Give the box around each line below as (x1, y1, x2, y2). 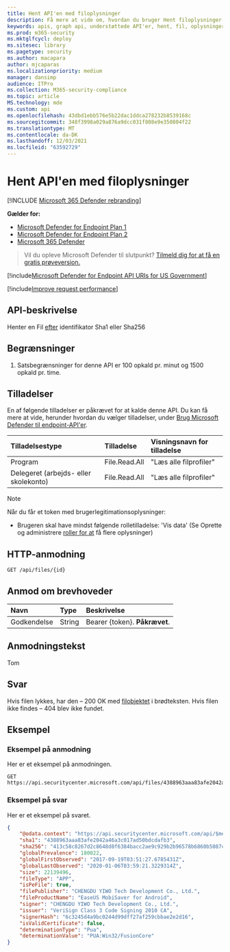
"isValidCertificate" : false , (19, 920, 106, 927)
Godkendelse (10, 617, 53, 627)
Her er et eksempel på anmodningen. (7, 760, 112, 769)
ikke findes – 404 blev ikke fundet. (7, 704, 105, 712)
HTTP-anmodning (7, 548, 86, 560)
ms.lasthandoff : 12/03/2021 (7, 138, 88, 145)
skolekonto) (10, 477, 49, 487)
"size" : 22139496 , (19, 869, 72, 876)
